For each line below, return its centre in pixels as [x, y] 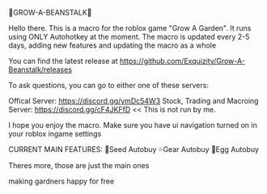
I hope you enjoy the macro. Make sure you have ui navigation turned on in [133, 125]
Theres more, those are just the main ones [79, 165]
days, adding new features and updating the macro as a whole [112, 45]
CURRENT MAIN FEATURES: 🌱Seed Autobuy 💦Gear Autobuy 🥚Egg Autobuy [134, 149]
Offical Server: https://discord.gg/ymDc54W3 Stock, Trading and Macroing [133, 101]
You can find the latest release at [64, 61]
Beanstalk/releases [40, 70]
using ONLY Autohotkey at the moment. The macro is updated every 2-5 [129, 37]
